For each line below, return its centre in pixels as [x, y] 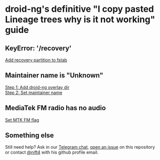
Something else [29, 136]
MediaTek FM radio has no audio [55, 108]
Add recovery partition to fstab [36, 60]
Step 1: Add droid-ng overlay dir [37, 87]
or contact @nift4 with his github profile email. [52, 152]
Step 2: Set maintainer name [34, 93]
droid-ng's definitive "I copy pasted [80, 9]
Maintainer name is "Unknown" [54, 76]
